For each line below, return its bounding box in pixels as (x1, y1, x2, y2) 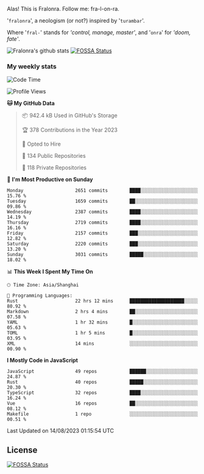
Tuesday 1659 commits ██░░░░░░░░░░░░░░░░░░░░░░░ (7, 198, 199, 205)
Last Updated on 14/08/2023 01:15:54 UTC (7, 427, 114, 434)
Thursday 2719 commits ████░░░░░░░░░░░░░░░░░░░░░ (7, 219, 199, 226)
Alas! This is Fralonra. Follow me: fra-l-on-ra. (7, 5, 119, 12)
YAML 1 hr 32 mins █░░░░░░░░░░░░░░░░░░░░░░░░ (7, 319, 199, 325)
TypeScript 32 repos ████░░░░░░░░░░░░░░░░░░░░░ (7, 390, 199, 396)
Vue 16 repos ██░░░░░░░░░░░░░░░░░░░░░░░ (7, 400, 199, 407)
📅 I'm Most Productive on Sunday (7, 176, 93, 183)
